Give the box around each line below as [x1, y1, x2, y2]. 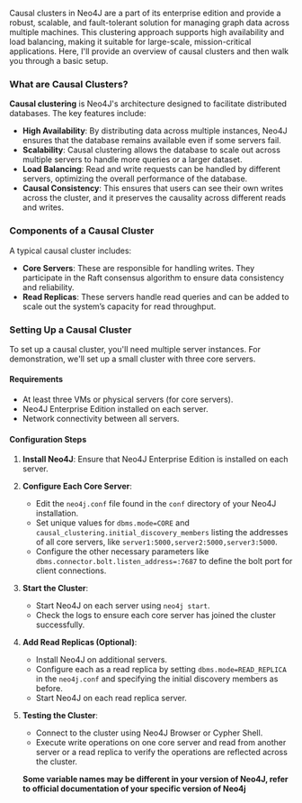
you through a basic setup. [9, 56, 109, 66]
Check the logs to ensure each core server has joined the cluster [35, 610, 276, 621]
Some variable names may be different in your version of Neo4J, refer [22, 774, 289, 785]
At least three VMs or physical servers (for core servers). [22, 394, 234, 405]
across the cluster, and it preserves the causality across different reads [22, 193, 286, 204]
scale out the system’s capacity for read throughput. [22, 301, 217, 312]
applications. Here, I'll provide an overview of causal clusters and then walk [9, 46, 289, 57]
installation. [35, 508, 79, 519]
